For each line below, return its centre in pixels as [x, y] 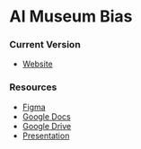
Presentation [46, 136]
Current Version [45, 45]
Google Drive [47, 126]
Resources [33, 87]
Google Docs [46, 116]
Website [38, 64]
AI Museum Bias [71, 17]
